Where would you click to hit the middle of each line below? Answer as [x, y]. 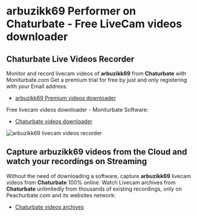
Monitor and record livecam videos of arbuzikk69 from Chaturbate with [96, 73]
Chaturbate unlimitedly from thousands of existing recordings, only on [94, 189]
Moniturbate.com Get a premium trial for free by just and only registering [97, 80]
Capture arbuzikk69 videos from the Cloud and [97, 152]
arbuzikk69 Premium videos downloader [66, 98]
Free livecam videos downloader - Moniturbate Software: [77, 110]
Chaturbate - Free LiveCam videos [94, 24]
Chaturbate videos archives [50, 207]
